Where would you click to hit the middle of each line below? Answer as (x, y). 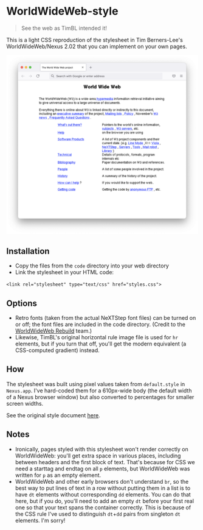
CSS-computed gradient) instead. (57, 350)
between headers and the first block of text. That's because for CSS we (105, 462)
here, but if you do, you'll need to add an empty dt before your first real (105, 501)
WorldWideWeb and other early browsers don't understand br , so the (102, 481)
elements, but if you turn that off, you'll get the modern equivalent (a (101, 344)
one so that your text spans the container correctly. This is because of (103, 507)
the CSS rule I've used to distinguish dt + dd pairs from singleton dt (98, 514)
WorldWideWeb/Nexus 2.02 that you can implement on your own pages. (97, 46)
